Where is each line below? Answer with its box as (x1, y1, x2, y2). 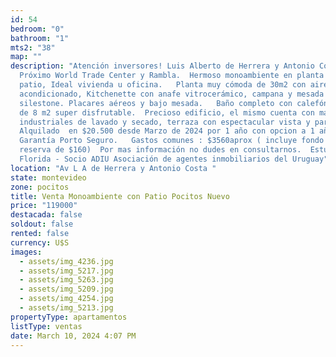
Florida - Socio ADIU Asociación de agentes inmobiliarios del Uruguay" (19, 154, 329, 164)
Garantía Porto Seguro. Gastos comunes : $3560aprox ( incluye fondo (19, 136, 325, 146)
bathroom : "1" (10, 33, 70, 43)
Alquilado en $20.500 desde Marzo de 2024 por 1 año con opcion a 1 (19, 126, 315, 136)
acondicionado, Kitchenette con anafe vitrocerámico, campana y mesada (19, 89, 325, 99)
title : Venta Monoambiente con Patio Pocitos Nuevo (10, 191, 230, 201)
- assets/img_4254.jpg (19, 294, 114, 304)
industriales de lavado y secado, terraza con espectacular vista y (19, 117, 311, 127)
